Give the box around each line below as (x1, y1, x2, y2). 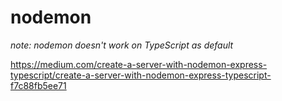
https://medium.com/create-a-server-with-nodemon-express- (10, 58, 268, 70)
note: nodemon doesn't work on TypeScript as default (10, 39, 234, 51)
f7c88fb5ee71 (10, 79, 67, 91)
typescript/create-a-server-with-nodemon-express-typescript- (10, 69, 272, 81)
